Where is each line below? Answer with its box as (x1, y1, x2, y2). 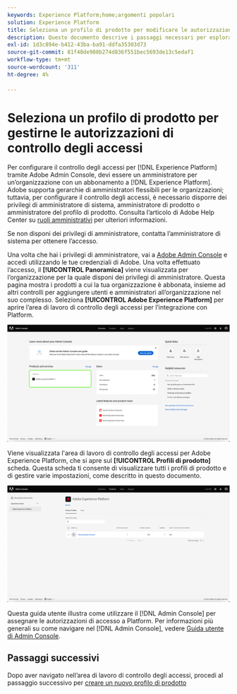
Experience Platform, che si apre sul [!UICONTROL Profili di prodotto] (7, 456, 211, 464)
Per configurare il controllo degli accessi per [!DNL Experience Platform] (7, 163, 217, 172)
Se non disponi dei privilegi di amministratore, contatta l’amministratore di (7, 230, 221, 238)
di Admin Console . (7, 632, 61, 640)
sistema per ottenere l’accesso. (7, 237, 99, 245)
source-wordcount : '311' (7, 64, 80, 71)
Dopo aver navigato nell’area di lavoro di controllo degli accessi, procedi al (7, 671, 224, 679)
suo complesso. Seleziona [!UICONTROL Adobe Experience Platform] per (7, 295, 224, 304)
